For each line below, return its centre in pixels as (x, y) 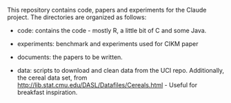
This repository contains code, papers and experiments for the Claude (107, 10)
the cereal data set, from (52, 78)
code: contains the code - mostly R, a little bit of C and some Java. (112, 31)
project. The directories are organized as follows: (77, 17)
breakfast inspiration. (47, 92)
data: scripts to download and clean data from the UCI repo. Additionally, (121, 70)
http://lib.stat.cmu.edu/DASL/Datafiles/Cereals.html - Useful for (107, 85)
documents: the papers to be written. (70, 57)
